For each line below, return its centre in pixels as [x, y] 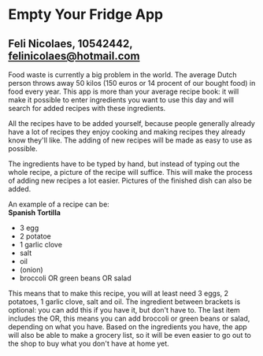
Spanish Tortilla [35, 213]
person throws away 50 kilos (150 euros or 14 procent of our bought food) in [132, 83]
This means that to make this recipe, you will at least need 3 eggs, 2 [119, 293]
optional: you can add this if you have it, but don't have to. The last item [124, 310]
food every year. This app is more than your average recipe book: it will [124, 91]
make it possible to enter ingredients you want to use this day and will [121, 100]
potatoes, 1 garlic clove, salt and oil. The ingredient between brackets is [124, 302]
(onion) [31, 270]
